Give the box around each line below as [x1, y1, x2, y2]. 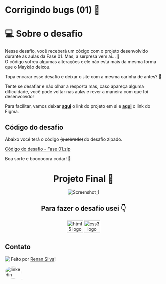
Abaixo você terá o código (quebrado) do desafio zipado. [5, 136, 123, 142]
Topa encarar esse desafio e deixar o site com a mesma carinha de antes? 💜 [5, 74, 162, 80]
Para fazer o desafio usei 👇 [41, 204, 126, 213]
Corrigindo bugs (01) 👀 [5, 4, 100, 16]
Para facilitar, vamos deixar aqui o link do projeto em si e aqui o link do [5, 103, 151, 109]
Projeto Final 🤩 [53, 173, 114, 185]
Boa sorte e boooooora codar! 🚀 [5, 155, 71, 161]
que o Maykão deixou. [5, 64, 51, 70]
